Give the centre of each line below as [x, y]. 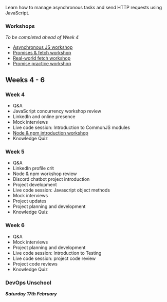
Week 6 [15, 225]
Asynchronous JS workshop [43, 47]
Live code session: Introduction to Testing [57, 253]
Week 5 [15, 152]
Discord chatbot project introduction [51, 179]
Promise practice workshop [42, 64]
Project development [35, 185]
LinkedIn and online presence [44, 116]
